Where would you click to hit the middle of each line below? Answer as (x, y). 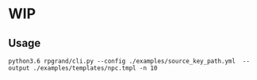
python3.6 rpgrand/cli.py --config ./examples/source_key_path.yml (122, 61)
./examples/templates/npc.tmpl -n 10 (95, 68)
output (19, 68)
